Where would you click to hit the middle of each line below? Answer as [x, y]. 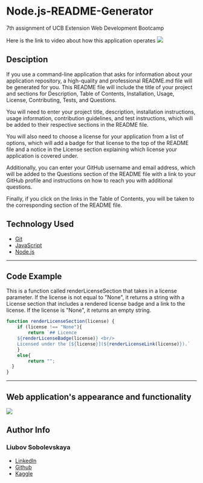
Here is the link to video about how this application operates [81, 40]
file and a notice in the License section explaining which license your [92, 149]
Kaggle [24, 473]
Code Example [34, 276]
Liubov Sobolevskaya [38, 447]
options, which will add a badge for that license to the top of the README [98, 143]
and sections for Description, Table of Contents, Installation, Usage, [90, 93]
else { [24, 355]
